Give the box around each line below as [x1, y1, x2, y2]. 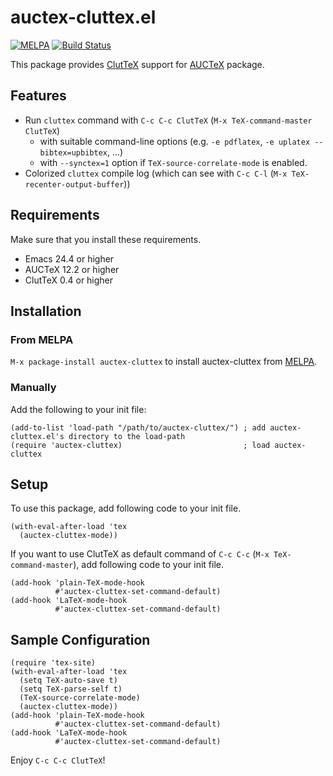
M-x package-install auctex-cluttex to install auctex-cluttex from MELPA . [10, 356, 318, 368]
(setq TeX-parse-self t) [19, 684, 123, 695]
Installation [10, 302, 82, 320]
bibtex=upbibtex [39, 147, 108, 158]
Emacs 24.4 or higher [24, 252, 115, 265]
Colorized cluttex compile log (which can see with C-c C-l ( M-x [24, 167, 288, 179]
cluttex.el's [10, 431, 65, 441]
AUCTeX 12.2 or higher [24, 263, 120, 275]
